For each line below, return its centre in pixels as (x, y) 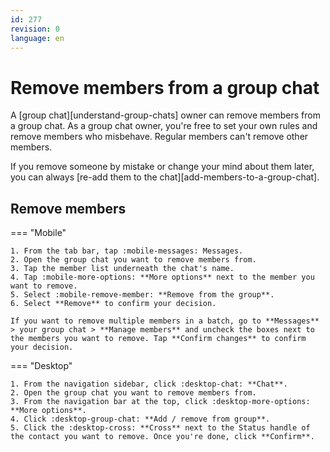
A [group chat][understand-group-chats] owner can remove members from (165, 115)
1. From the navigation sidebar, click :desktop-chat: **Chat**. (149, 384)
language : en (37, 38)
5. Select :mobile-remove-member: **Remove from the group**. (142, 295)
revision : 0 (35, 29)
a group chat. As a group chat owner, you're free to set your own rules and (164, 126)
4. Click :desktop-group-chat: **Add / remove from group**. (140, 419)
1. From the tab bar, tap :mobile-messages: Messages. (127, 251)
